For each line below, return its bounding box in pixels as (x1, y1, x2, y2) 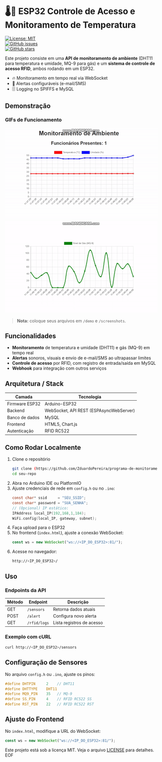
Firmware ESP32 (7, 401, 41, 407)
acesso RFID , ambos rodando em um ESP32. (5, 66, 95, 71)
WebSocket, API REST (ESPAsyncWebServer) (44, 408, 135, 413)
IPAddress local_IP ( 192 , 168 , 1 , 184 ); (12, 511, 86, 515)
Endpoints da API (5, 586, 46, 593)
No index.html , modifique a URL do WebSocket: (5, 728, 101, 734)
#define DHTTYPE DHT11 (5, 686, 57, 691)
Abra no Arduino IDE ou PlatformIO (12, 480, 81, 486)
